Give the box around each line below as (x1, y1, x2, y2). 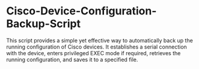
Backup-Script (6, 17, 81, 31)
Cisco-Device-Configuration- (6, 4, 157, 18)
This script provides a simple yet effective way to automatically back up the (6, 37, 194, 44)
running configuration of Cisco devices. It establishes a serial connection (6, 43, 188, 50)
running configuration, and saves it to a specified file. (6, 56, 138, 63)
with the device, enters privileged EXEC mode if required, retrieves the (6, 49, 181, 56)
